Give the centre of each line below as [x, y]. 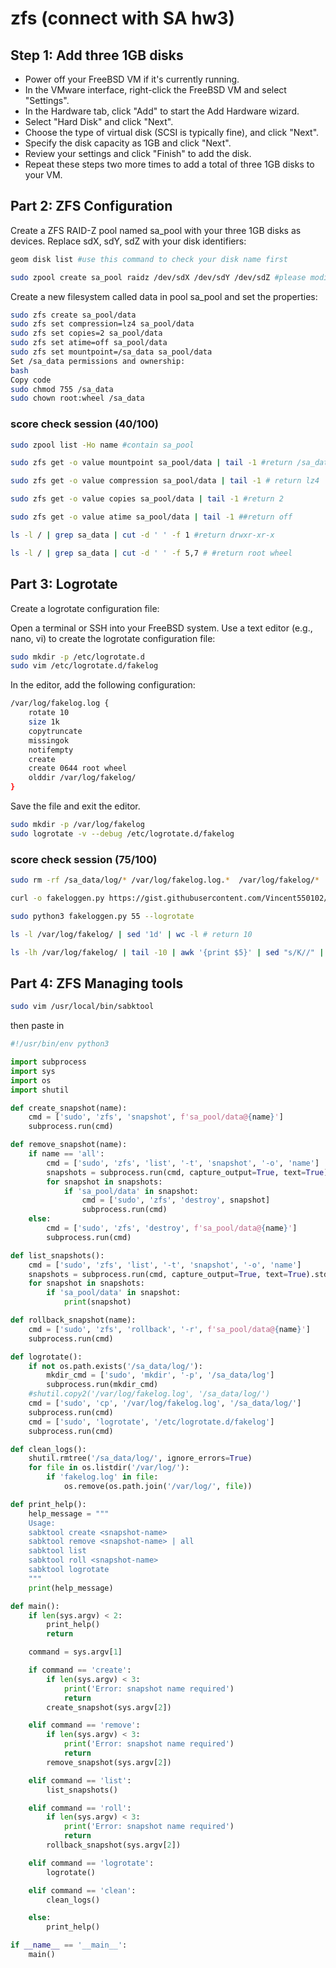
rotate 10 [49, 713]
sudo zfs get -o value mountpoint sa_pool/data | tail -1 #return [151, 463]
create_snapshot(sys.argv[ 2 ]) [109, 1707]
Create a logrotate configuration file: [85, 608]
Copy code [31, 380]
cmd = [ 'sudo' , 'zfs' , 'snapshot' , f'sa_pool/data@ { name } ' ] [156, 1117]
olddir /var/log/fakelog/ [82, 778]
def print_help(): [48, 1504]
